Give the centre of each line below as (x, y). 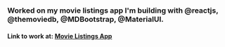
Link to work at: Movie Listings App (60, 36)
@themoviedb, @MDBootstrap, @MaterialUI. (85, 19)
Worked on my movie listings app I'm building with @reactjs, (113, 11)
